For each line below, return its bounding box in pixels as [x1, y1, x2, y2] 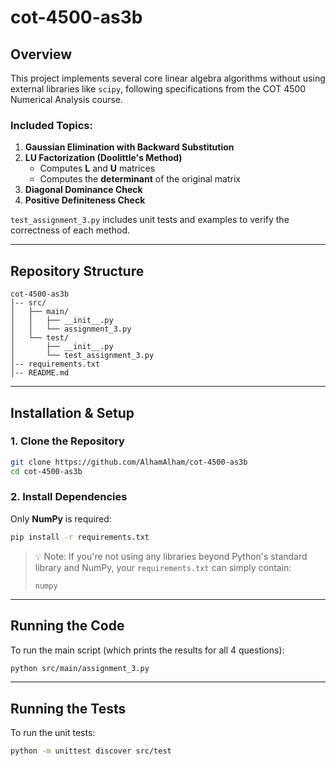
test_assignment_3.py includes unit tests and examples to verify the [10, 214, 290, 226]
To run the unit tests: [10, 727, 96, 739]
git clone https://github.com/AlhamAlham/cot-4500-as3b [10, 457, 248, 467]
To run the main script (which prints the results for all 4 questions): [10, 644, 285, 656]
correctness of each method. [10, 224, 130, 236]
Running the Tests [10, 700, 127, 717]
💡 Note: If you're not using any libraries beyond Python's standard [34, 550, 308, 562]
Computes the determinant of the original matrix [39, 173, 241, 185]
